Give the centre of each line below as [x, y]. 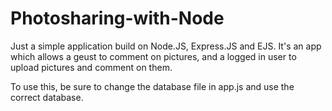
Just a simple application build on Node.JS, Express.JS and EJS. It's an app [166, 46]
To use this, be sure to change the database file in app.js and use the [152, 86]
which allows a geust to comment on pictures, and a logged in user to [153, 56]
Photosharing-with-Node [117, 18]
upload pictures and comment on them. [91, 67]
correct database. [47, 97]
